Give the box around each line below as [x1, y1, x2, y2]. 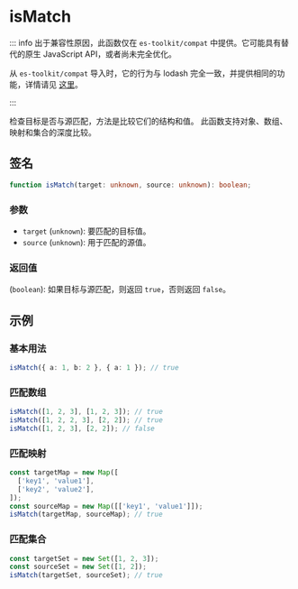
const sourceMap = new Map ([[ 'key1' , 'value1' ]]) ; [9, 502, 203, 511]
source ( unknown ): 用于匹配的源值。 [22, 236, 151, 247]
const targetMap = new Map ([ [9, 468, 119, 477]
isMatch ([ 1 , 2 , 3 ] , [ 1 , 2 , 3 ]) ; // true [9, 408, 164, 417]
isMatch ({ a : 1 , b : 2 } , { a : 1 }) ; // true [9, 363, 179, 372]
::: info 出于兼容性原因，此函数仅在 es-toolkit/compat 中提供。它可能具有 [9, 37, 282, 48]
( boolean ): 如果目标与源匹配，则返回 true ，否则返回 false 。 [9, 284, 231, 295]
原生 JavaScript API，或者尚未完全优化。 [24, 48, 177, 60]
